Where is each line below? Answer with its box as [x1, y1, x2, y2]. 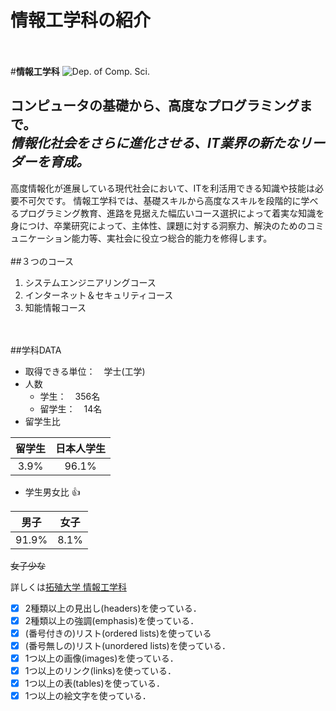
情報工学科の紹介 [10, 9, 152, 32]
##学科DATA [10, 344, 62, 356]
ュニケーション [10, 232, 72, 244]
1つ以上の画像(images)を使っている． [24, 652, 179, 664]
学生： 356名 [39, 390, 101, 402]
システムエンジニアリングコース [24, 276, 157, 288]
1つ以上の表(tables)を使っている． [24, 677, 166, 690]
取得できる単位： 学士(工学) [24, 365, 146, 377]
